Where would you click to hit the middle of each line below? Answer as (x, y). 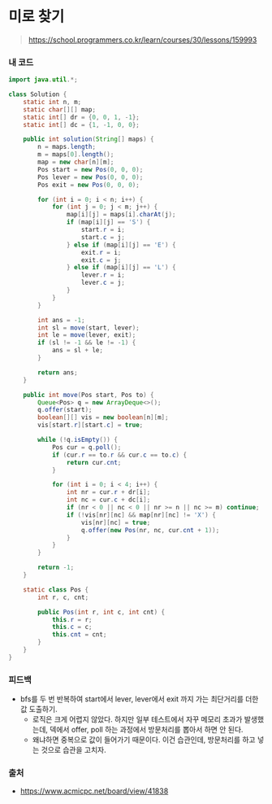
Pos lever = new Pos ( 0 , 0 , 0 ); (91, 177)
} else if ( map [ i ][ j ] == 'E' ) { (121, 245)
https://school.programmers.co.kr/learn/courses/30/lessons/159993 (142, 39)
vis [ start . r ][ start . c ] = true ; (91, 425)
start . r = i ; (103, 230)
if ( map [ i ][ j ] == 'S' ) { (108, 222)
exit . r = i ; (101, 252)
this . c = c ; (72, 627)
